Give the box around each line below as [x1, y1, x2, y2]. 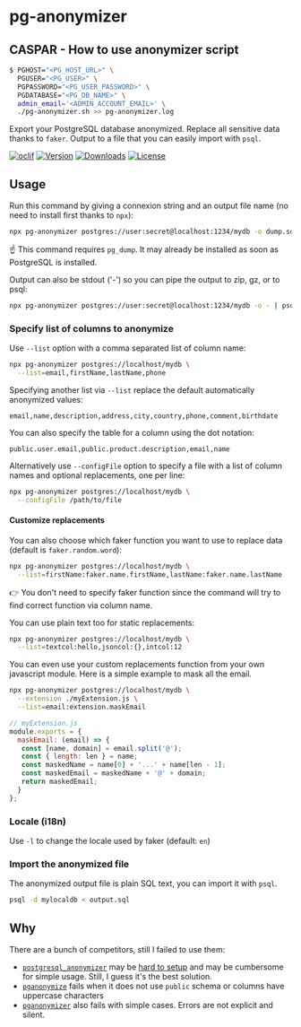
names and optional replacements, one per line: [9, 469, 185, 481]
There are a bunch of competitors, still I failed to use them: [9, 944, 226, 954]
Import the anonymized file [9, 857, 130, 870]
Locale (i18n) [9, 814, 67, 827]
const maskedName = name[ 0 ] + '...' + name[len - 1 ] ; [21, 761, 227, 770]
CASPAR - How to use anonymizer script [9, 42, 239, 57]
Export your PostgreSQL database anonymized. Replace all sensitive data [9, 124, 280, 135]
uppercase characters [21, 989, 105, 1001]
